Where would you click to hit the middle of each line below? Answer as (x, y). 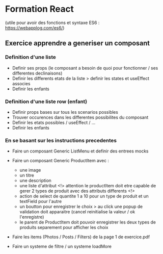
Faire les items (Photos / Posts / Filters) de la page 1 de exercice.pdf (81, 237)
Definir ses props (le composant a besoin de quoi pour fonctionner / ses (85, 68)
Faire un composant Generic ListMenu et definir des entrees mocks (80, 151)
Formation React (40, 9)
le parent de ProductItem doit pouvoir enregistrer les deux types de (88, 222)
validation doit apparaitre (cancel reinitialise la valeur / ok (77, 212)
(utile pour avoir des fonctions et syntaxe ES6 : (52, 23)
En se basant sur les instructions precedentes (61, 140)
